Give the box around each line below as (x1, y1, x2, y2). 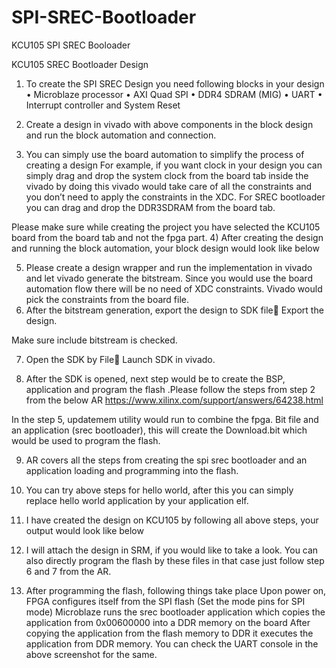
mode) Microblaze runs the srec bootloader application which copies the (25, 606, 326, 618)
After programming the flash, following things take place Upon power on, (25, 584, 327, 596)
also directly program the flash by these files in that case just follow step (25, 554, 325, 566)
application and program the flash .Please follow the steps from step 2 (25, 383, 316, 395)
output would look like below (25, 524, 144, 536)
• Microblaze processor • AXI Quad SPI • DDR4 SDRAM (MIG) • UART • (25, 88, 323, 100)
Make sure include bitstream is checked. (11, 334, 178, 346)
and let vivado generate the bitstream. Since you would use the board (25, 272, 313, 284)
